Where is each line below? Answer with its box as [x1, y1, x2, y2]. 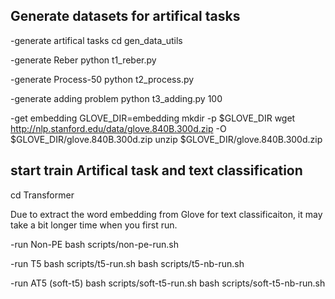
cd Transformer [10, 189, 75, 201]
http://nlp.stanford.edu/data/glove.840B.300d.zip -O [10, 122, 227, 134]
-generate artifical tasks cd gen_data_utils [10, 34, 183, 46]
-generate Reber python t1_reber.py [10, 54, 157, 66]
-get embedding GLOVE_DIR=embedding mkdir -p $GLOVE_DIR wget [10, 112, 296, 124]
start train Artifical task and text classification [10, 162, 303, 179]
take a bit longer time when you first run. [10, 219, 178, 231]
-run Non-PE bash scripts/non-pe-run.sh [10, 238, 180, 250]
